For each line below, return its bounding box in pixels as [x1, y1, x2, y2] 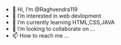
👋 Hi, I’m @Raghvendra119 [12, 6, 78, 13]
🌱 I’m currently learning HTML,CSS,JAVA [12, 19, 115, 26]
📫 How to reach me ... [12, 32, 69, 39]
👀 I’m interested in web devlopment [12, 12, 101, 19]
